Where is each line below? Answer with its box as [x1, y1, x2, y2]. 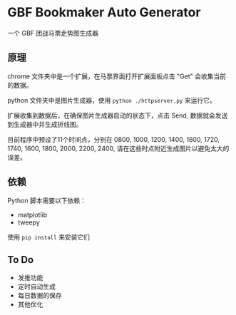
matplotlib [17, 210, 48, 219]
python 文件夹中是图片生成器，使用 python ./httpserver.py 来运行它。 [7, 95, 216, 104]
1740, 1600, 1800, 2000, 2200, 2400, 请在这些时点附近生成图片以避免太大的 [7, 144, 230, 153]
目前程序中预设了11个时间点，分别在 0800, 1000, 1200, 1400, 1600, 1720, [7, 135, 220, 143]
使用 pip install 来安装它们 [7, 232, 91, 241]
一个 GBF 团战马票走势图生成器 [7, 29, 98, 37]
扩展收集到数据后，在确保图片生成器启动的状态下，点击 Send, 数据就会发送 [7, 111, 228, 120]
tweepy [17, 218, 41, 227]
